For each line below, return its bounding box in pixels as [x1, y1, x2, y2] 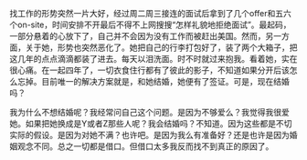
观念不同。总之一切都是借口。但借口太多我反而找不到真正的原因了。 [16, 141, 274, 152]
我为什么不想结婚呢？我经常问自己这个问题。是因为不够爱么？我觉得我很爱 [9, 107, 290, 117]
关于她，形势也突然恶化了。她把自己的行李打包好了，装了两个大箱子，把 [25, 42, 298, 53]
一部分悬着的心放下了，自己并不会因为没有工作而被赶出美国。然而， [9, 31, 266, 41]
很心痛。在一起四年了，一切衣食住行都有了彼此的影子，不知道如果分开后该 [9, 65, 290, 75]
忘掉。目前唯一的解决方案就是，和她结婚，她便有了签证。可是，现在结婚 [16, 76, 290, 86]
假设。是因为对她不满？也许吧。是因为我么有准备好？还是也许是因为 [33, 130, 290, 140]
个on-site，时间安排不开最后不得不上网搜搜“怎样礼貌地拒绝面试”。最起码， [9, 19, 291, 30]
